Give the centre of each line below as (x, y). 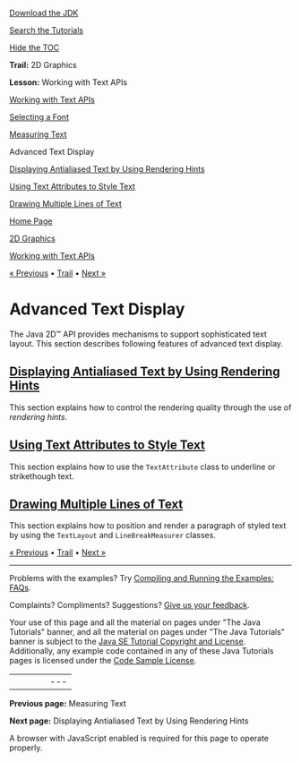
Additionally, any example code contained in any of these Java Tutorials (142, 651)
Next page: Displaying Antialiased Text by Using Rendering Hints (129, 721)
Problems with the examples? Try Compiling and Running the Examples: (142, 578)
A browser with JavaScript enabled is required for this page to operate (139, 739)
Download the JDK (44, 13)
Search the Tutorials (46, 30)
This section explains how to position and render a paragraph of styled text (148, 526)
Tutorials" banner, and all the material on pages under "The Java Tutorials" (147, 632)
